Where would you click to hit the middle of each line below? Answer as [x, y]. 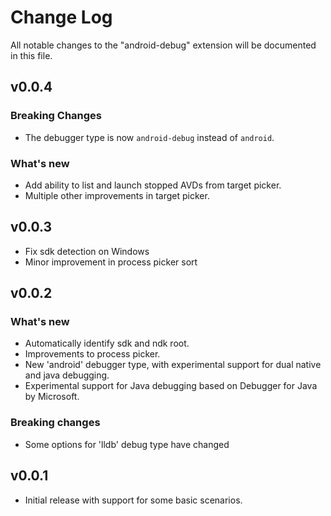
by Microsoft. [52, 397]
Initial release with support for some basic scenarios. [133, 500]
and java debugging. [67, 375]
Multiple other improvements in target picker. [117, 195]
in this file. [31, 55]
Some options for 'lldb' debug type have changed [127, 444]
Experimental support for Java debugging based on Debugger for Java [171, 386]
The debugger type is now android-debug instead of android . [149, 137]
